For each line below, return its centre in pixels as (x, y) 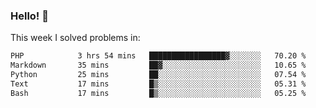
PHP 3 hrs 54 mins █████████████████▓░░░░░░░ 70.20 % (158, 56)
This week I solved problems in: (75, 38)
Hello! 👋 (30, 16)
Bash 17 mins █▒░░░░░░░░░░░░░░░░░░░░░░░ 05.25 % (158, 93)
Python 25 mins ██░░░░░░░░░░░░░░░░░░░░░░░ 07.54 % (158, 75)
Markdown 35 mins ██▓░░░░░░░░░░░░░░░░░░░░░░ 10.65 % (158, 65)
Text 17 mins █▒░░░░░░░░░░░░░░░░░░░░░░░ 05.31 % (158, 84)
